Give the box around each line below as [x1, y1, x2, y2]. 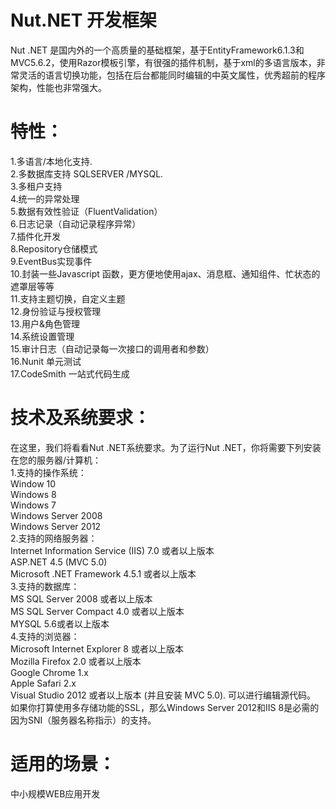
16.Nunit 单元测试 [10, 355, 82, 367]
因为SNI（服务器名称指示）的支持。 [10, 714, 157, 726]
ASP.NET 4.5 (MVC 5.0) [10, 556, 108, 568]
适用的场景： [10, 753, 117, 775]
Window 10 [10, 477, 57, 490]
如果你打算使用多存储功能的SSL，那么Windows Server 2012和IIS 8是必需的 [10, 701, 320, 713]
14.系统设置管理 [10, 330, 75, 342]
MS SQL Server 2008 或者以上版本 [10, 592, 153, 605]
